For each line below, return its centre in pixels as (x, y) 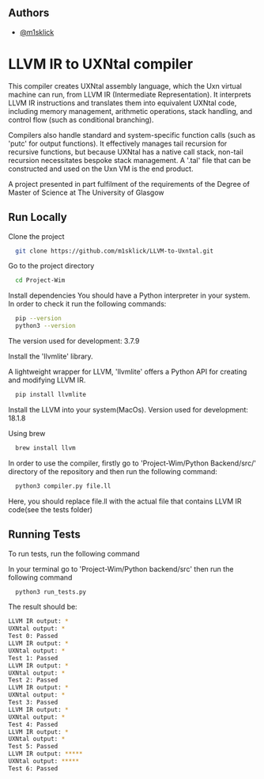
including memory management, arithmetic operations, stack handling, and (130, 111)
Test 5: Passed (33, 747)
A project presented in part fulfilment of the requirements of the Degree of (129, 184)
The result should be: (43, 607)
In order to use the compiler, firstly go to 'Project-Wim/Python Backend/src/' (132, 463)
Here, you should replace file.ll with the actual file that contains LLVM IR (125, 501)
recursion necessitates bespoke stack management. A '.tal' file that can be (130, 160)
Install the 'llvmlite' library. (51, 356)
